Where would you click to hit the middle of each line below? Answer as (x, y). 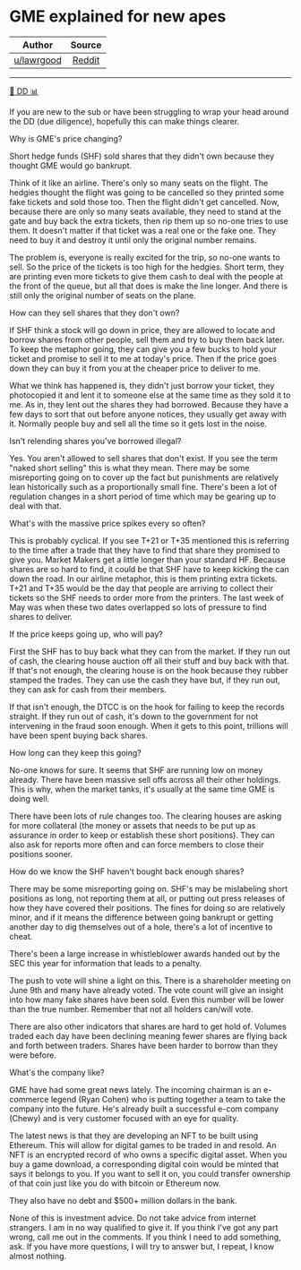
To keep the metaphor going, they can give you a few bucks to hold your (143, 349)
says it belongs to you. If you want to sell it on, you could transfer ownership (150, 1173)
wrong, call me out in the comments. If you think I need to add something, (145, 1237)
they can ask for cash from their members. (88, 689)
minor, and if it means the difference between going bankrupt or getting (142, 917)
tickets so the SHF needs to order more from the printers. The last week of (146, 597)
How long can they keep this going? (75, 752)
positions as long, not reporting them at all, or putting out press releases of (147, 898)
